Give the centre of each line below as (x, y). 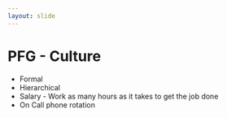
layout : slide (32, 16)
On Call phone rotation (57, 105)
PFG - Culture (55, 56)
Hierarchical (39, 87)
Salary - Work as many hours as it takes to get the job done (119, 96)
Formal (31, 79)
